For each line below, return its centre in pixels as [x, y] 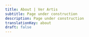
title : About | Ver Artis [31, 9]
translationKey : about [28, 23]
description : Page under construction [44, 18]
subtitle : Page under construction [41, 14]
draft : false [18, 27]
